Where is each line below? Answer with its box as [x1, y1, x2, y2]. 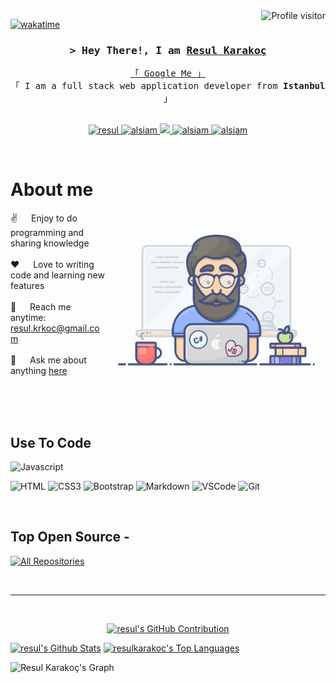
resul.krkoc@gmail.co [10, 322, 100, 334]
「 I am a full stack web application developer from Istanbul [10, 80, 326, 92]
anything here [10, 365, 68, 377]
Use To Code [10, 434, 92, 451]
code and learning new [10, 269, 105, 281]
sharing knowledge [10, 237, 90, 249]
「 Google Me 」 [129, 68, 207, 79]
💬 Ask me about [10, 354, 87, 366]
